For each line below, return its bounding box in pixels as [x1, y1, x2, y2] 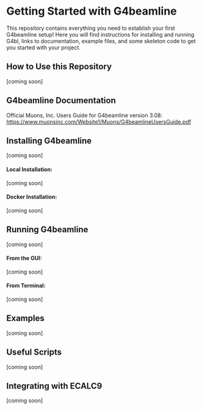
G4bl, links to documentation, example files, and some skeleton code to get [6, 37, 196, 44]
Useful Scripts [6, 347, 62, 358]
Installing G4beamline [6, 135, 92, 146]
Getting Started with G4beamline [6, 4, 177, 18]
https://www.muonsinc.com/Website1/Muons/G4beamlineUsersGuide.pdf [6, 118, 191, 125]
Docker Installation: [6, 193, 57, 200]
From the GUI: [6, 255, 42, 262]
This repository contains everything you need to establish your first [6, 24, 175, 32]
